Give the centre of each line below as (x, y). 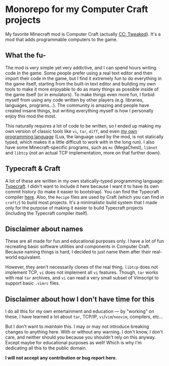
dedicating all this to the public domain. (46, 348)
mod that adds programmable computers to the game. (62, 39)
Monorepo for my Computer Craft (77, 9)
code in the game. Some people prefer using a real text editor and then (79, 73)
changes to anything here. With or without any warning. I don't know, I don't (84, 332)
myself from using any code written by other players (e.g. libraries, (74, 100)
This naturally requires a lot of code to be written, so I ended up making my (83, 126)
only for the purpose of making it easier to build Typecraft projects (74, 208)
